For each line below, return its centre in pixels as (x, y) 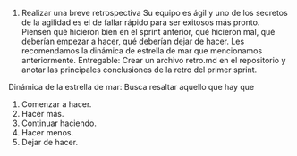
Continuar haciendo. (59, 123)
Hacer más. (42, 114)
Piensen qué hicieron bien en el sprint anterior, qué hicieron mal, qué (148, 32)
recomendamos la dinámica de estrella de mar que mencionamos (142, 51)
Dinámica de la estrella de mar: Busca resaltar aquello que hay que (132, 87)
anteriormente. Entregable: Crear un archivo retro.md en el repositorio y (153, 60)
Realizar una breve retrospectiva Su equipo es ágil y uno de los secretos (154, 13)
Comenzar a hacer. (56, 104)
